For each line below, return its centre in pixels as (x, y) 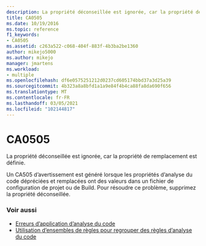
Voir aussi (21, 210)
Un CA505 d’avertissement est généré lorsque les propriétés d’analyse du (100, 175)
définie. (16, 163)
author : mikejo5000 (31, 52)
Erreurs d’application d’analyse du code (65, 223)
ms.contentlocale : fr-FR (38, 98)
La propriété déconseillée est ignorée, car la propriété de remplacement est (102, 156)
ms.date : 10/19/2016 (33, 23)
